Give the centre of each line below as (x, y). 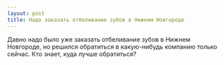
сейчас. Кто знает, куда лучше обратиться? (72, 54)
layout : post (26, 13)
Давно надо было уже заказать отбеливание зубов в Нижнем (99, 39)
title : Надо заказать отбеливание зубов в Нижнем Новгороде (96, 20)
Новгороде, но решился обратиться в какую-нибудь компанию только (112, 47)
